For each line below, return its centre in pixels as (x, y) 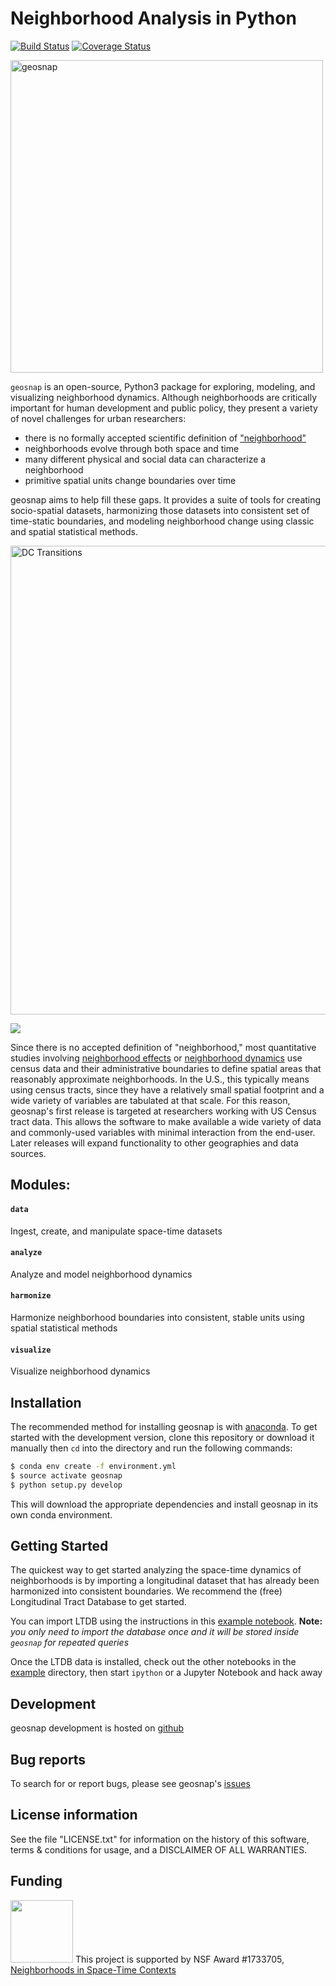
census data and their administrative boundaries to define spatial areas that (166, 1068)
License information (74, 1815)
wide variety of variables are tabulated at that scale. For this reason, (150, 1100)
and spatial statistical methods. (74, 531)
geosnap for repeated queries (70, 1643)
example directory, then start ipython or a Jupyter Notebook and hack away (166, 1673)
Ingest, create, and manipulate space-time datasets (116, 1231)
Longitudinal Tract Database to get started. (98, 1602)
